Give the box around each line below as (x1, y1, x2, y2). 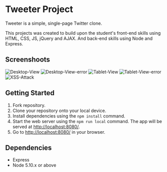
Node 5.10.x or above (12, 162, 56, 168)
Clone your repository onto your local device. (12, 107, 107, 113)
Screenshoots (5, 55, 50, 64)
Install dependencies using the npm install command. (12, 112, 126, 119)
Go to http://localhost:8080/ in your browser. (12, 129, 106, 135)
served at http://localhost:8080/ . (12, 124, 80, 130)
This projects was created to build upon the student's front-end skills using (5, 30, 161, 36)
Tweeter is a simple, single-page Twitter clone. (5, 20, 102, 26)
